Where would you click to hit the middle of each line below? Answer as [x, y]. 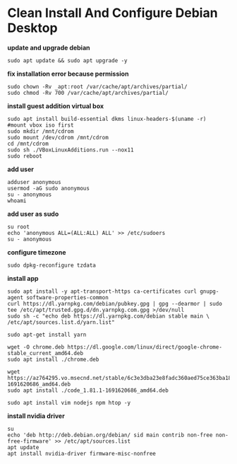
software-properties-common [67, 297]
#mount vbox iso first [41, 125]
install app [23, 278]
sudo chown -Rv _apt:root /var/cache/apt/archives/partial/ [98, 86]
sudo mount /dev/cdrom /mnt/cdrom [58, 137]
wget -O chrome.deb [36, 347]
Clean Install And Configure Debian [113, 13]
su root [19, 227]
